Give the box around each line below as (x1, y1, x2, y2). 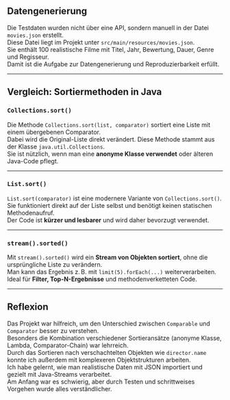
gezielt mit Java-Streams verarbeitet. (7, 370, 112, 378)
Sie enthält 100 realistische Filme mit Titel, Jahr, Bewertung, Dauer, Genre (7, 45, 214, 53)
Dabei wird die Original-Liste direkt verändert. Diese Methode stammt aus (7, 135, 215, 143)
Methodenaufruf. (7, 209, 55, 217)
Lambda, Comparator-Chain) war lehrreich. (7, 341, 129, 349)
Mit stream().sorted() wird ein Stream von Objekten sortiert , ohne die (7, 253, 208, 262)
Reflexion (7, 301, 49, 313)
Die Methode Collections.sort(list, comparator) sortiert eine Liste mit (7, 120, 211, 129)
